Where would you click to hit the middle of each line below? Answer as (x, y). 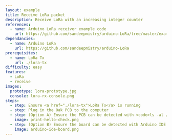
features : (16, 72)
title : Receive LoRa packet (35, 15)
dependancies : (20, 39)
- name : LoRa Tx (27, 58)
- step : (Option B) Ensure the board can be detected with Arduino (83, 124)
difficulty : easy (24, 67)
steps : (12, 101)
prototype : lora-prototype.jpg (43, 91)
